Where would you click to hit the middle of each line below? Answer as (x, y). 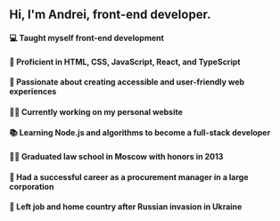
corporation (32, 186)
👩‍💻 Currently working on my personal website (96, 111)
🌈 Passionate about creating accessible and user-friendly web (127, 82)
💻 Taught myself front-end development (87, 37)
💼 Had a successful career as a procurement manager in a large (129, 176)
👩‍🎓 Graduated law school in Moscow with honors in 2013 (116, 156)
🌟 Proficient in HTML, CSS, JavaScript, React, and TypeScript (125, 61)
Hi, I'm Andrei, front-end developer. (110, 15)
